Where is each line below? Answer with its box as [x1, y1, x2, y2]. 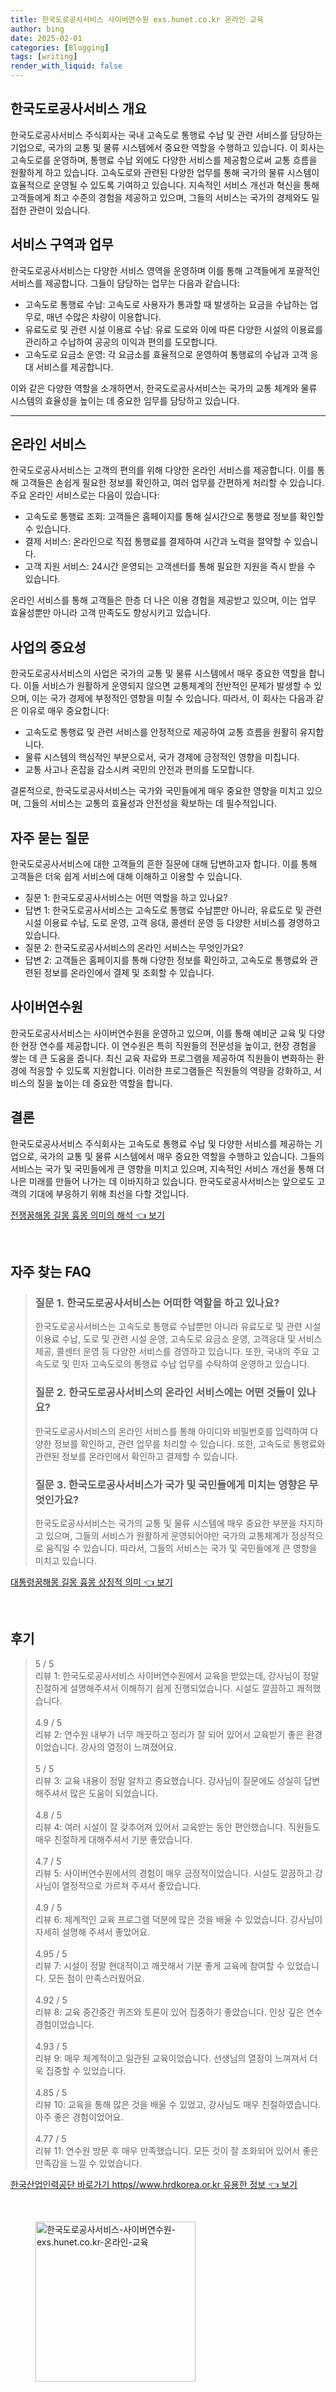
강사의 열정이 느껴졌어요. [80, 1741, 177, 1753]
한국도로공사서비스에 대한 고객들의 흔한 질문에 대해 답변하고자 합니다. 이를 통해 [10, 858, 318, 870]
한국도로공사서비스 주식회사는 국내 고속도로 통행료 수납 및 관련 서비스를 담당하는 [10, 129, 323, 141]
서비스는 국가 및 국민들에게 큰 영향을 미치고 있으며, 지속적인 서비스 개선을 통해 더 [10, 1162, 325, 1175]
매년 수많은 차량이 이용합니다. [46, 311, 162, 323]
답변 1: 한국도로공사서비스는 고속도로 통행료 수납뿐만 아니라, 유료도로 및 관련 [24, 904, 323, 916]
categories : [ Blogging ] [10, 42, 110, 53]
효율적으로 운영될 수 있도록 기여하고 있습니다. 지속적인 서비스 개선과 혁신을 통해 [10, 179, 320, 191]
